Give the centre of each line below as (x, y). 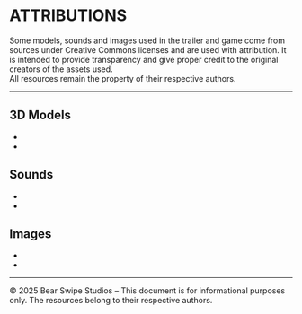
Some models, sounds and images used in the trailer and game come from (147, 40)
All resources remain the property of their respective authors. (123, 78)
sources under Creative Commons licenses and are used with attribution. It (148, 49)
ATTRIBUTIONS (68, 16)
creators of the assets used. (62, 69)
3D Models (40, 115)
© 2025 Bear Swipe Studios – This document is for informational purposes (147, 291)
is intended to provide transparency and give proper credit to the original (144, 59)
